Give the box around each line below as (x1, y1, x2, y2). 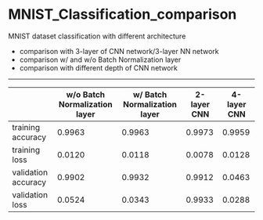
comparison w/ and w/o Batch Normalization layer (19, 55, 182, 64)
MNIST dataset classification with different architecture (8, 31, 186, 41)
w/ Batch (132, 88, 168, 99)
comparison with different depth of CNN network (19, 63, 178, 72)
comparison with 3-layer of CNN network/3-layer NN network (19, 46, 219, 56)
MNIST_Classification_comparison (8, 5, 237, 23)
